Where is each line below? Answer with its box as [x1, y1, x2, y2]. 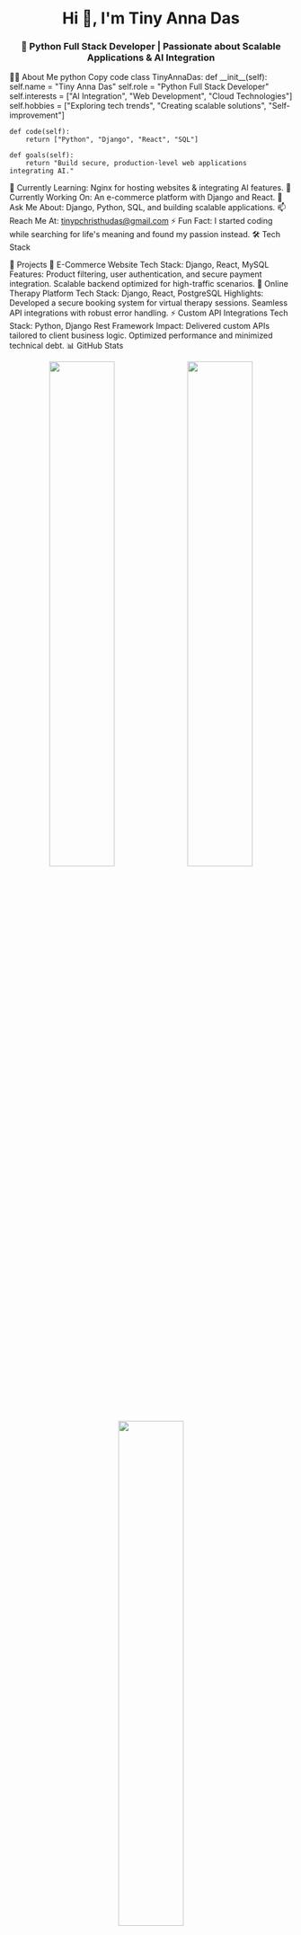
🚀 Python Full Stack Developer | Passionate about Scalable [21, 40, 281, 53]
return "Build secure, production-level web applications [25, 159, 247, 168]
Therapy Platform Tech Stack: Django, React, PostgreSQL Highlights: [9, 288, 264, 299]
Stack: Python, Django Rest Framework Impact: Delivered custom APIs [9, 321, 270, 332]
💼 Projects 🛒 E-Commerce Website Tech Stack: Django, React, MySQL [9, 260, 270, 271]
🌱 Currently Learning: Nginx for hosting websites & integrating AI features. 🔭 [9, 182, 292, 193]
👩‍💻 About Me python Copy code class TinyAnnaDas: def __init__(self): [9, 72, 268, 83]
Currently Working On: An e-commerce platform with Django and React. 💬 [9, 192, 283, 203]
